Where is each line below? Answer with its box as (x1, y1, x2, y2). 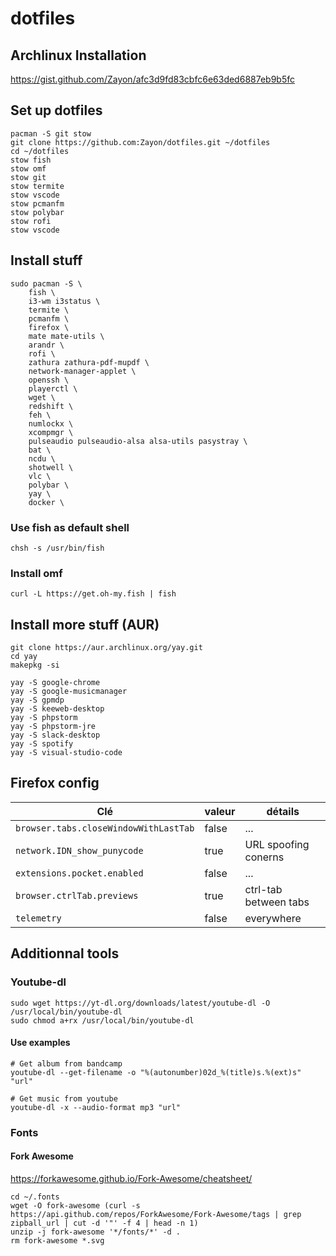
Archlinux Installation (10, 47, 147, 64)
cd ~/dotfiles (10, 146, 70, 156)
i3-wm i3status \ (28, 296, 101, 306)
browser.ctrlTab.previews (15, 890, 139, 901)
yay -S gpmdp (10, 695, 65, 706)
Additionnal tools (10, 945, 120, 962)
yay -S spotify (10, 739, 74, 749)
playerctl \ (28, 383, 78, 394)
